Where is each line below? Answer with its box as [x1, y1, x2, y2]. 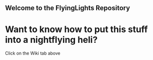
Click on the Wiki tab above [5, 50, 60, 56]
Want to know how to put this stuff [5, 24, 148, 35]
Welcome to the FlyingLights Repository [5, 4, 130, 12]
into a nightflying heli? [5, 34, 98, 45]
